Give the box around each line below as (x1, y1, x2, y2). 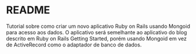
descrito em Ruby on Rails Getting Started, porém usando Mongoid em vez (6, 35, 187, 42)
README (6, 3, 50, 17)
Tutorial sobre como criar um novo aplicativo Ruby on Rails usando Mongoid (6, 23, 191, 30)
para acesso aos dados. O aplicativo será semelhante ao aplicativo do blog (6, 28, 187, 35)
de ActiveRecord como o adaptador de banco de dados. (6, 41, 142, 48)
